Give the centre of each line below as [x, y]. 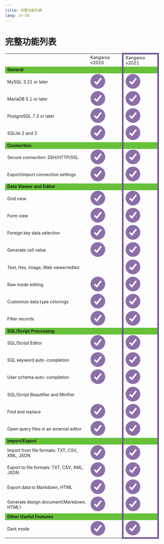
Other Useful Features [30, 517]
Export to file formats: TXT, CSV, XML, [45, 468]
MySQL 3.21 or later [28, 82]
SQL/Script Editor [25, 343]
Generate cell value [27, 250]
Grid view [17, 199]
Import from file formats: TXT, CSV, [42, 451]
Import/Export [22, 441]
